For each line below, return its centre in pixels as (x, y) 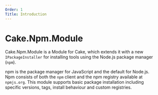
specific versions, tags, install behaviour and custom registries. (69, 87)
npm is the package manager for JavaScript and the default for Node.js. (77, 72)
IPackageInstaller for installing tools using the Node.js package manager (79, 57)
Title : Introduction (26, 14)
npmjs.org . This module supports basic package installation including (74, 82)
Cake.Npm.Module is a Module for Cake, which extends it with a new (74, 52)
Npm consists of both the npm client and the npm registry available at (74, 77)
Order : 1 (14, 10)
